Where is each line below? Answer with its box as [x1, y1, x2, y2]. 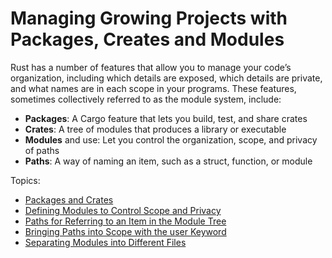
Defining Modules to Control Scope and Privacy [24, 204, 222, 216]
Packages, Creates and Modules [10, 28, 285, 51]
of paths [24, 144, 60, 156]
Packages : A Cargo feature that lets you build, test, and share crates [24, 112, 308, 124]
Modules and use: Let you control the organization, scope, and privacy [24, 133, 318, 146]
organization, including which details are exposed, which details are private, [10, 72, 323, 84]
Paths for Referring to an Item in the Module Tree [24, 215, 227, 227]
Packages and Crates [24, 193, 114, 206]
